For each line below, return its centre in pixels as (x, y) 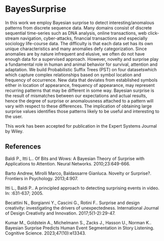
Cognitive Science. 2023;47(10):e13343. (46, 233)
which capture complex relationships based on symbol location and (73, 75)
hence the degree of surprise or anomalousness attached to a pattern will (79, 101)
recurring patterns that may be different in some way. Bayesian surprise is (80, 90)
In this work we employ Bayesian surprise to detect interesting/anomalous (80, 23)
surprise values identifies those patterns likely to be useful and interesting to (82, 111)
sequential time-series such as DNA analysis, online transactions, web (76, 33)
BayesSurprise (36, 9)
